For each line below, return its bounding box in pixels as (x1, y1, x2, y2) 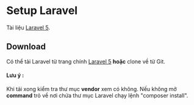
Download (6, 42, 46, 52)
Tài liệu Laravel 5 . (6, 24, 51, 31)
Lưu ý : (6, 71, 24, 79)
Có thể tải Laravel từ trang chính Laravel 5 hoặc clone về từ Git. (6, 57, 166, 65)
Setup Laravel (6, 4, 78, 18)
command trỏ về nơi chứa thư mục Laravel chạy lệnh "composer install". (6, 92, 189, 99)
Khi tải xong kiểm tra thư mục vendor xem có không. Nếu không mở (6, 85, 177, 92)
